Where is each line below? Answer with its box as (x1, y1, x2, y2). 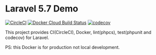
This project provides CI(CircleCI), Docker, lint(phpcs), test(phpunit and (5, 29, 152, 35)
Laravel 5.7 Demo (5, 3, 79, 14)
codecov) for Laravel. (5, 34, 49, 40)
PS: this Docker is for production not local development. (5, 44, 120, 50)
